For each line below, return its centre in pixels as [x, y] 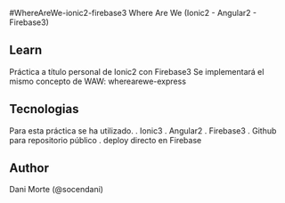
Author [29, 168]
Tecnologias [44, 109]
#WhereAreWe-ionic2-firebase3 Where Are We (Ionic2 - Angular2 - [133, 13]
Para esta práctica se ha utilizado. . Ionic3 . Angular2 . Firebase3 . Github [143, 130]
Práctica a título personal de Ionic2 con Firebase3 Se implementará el [137, 71]
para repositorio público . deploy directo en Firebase [106, 140]
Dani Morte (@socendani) [57, 190]
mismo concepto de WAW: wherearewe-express [98, 81]
